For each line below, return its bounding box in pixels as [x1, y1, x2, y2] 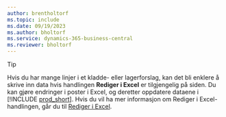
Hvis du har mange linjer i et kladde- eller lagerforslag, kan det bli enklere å [7, 73, 220, 82]
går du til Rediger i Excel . [42, 103, 112, 110]
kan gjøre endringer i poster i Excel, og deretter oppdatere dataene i [7, 88, 199, 96]
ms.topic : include [7, 16, 60, 23]
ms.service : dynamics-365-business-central [7, 35, 134, 42]
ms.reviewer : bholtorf [7, 41, 72, 48]
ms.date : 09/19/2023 [7, 22, 66, 29]
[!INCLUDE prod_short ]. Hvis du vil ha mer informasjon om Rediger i [7, 95, 199, 103]
